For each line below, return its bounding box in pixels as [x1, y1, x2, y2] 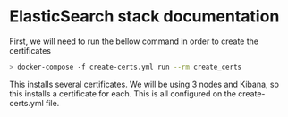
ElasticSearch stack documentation [9, 6, 280, 27]
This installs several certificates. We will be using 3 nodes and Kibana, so [9, 79, 280, 89]
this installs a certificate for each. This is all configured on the [9, 88, 237, 99]
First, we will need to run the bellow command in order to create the [9, 36, 259, 46]
